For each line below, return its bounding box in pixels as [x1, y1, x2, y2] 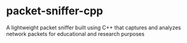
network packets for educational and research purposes [6, 30, 145, 37]
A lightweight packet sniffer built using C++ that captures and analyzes [6, 24, 181, 31]
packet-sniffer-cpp [6, 4, 103, 18]
